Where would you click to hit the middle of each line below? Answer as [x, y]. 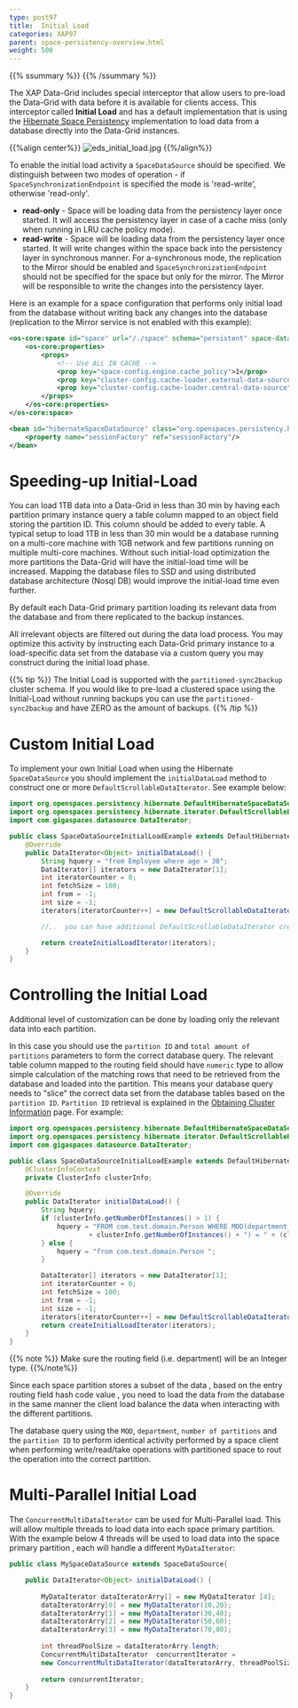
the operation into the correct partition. [80, 1459]
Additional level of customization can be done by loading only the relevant [144, 1020]
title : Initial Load [49, 26]
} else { [57, 1243]
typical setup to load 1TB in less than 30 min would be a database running [144, 534]
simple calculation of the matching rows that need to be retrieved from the [145, 1075]
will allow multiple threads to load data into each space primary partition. [142, 1529]
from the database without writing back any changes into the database [138, 313]
